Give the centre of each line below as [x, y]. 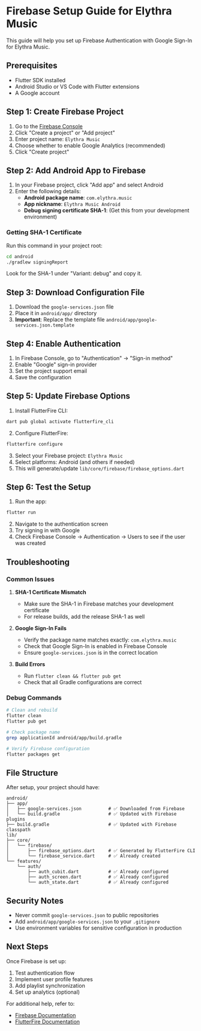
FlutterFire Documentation [47, 1021]
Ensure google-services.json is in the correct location [91, 652]
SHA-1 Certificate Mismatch [51, 592]
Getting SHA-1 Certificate [44, 232]
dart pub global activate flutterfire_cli [60, 421]
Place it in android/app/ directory [56, 313]
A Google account [37, 93]
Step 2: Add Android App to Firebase [76, 170]
